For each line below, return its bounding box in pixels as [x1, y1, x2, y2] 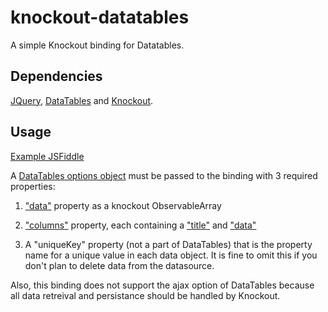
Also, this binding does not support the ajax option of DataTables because [10, 279, 315, 291]
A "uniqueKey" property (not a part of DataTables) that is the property [24, 238, 313, 250]
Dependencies [10, 68, 103, 85]
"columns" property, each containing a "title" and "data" [24, 219, 257, 231]
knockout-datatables [10, 6, 190, 29]
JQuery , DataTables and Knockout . [10, 94, 154, 106]
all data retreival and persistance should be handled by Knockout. [10, 289, 281, 301]
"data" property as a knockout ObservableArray [24, 199, 222, 211]
